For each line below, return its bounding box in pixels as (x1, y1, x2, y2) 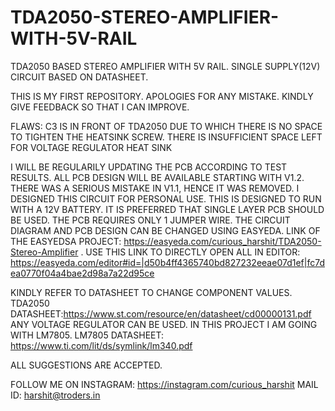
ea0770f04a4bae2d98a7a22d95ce (10, 267, 155, 279)
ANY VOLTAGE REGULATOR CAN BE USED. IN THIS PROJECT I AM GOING (10, 318, 318, 330)
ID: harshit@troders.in (10, 389, 101, 401)
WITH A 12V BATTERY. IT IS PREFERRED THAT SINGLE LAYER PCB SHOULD (10, 203, 325, 215)
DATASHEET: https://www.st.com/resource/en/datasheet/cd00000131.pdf (10, 307, 312, 320)
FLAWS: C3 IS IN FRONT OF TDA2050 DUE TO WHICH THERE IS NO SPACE (10, 120, 323, 132)
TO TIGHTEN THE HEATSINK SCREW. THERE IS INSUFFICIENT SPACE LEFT (10, 131, 323, 143)
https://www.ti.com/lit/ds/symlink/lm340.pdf (10, 339, 193, 351)
